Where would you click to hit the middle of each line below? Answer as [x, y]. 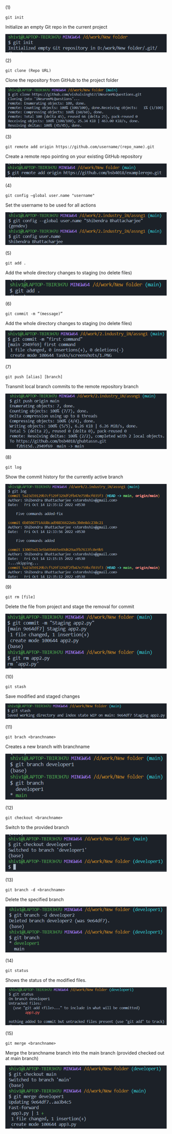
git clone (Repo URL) [28, 70]
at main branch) [22, 1058]
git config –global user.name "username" [50, 196]
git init [15, 17]
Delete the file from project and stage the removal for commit [70, 606]
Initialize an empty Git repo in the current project [56, 27]
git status [17, 970]
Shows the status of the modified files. [46, 980]
